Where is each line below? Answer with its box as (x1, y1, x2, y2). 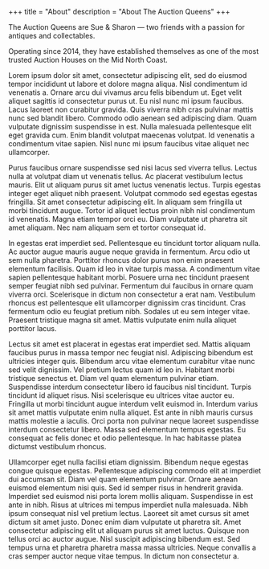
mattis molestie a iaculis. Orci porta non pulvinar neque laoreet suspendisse (8, 416, 259, 425)
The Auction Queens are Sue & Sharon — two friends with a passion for (8, 23, 245, 31)
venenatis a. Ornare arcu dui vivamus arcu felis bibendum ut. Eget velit (8, 88, 243, 97)
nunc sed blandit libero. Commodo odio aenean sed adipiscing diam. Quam (8, 113, 257, 123)
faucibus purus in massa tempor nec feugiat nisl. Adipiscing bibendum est (8, 348, 254, 357)
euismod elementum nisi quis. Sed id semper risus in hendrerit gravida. (8, 483, 243, 493)
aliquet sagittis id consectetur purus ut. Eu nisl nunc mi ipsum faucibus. (8, 96, 244, 105)
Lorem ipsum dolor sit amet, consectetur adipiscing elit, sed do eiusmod (8, 71, 247, 80)
